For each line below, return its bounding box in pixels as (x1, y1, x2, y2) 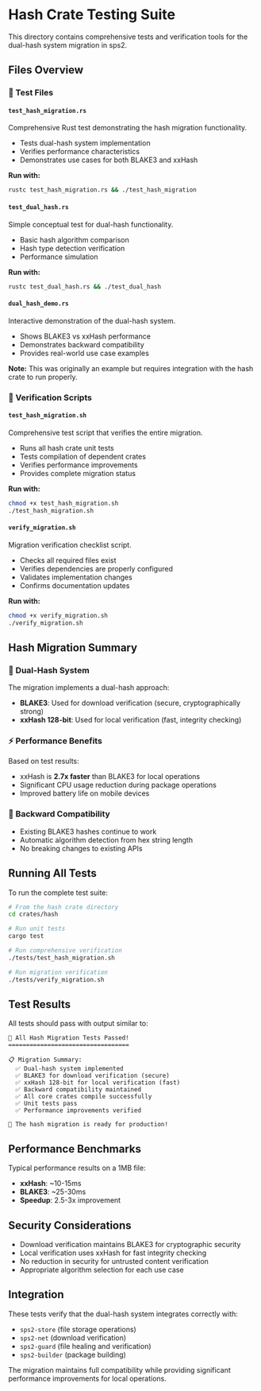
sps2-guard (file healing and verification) (19, 1341, 152, 1350)
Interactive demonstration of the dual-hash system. (8, 316, 176, 325)
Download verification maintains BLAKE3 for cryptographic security (19, 1239, 241, 1249)
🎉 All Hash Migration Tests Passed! (8, 1034, 129, 1042)
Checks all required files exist (19, 555, 117, 565)
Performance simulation (19, 252, 98, 262)
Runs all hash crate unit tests (19, 443, 114, 452)
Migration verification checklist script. (8, 540, 132, 549)
